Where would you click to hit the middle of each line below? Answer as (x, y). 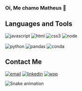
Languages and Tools (39, 24)
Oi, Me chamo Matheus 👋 (36, 8)
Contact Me (23, 62)
